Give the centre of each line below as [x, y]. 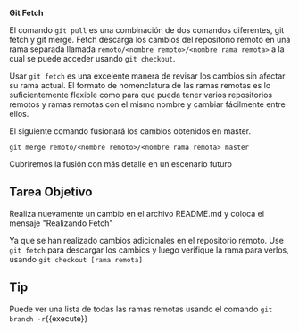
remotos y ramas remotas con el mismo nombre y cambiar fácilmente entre [147, 104]
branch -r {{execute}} [49, 318]
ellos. [19, 114]
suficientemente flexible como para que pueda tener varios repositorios [141, 95]
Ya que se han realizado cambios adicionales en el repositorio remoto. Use [146, 240]
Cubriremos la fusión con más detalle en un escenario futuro [120, 164]
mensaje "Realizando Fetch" [61, 223]
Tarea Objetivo [51, 192]
